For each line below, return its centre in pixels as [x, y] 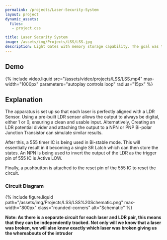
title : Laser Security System [37, 37]
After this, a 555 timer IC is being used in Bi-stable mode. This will [73, 142]
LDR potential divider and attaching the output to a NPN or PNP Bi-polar [79, 127]
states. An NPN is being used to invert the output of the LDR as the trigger [81, 153]
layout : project [22, 14]
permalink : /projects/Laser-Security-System [52, 10]
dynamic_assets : [22, 19]
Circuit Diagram [24, 186]
